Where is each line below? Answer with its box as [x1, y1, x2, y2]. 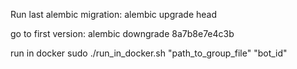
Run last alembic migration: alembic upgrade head [10, 9, 218, 20]
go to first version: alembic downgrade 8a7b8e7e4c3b [10, 28, 235, 39]
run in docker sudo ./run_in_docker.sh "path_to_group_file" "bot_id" [10, 47, 288, 59]
